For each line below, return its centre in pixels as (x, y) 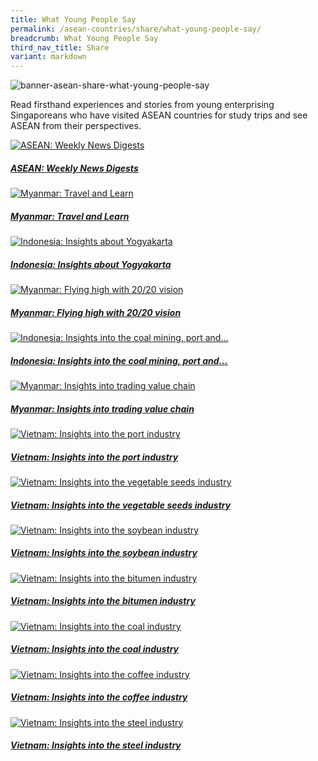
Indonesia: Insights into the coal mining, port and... (119, 360)
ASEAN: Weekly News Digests (74, 168)
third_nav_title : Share (60, 47)
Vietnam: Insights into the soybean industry (104, 553)
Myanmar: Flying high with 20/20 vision (96, 312)
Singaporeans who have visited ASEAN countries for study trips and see (159, 115)
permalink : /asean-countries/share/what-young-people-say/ (136, 29)
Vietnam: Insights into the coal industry (95, 649)
